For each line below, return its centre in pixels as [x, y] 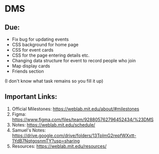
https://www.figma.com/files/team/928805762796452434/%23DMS [83, 119]
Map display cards [31, 66]
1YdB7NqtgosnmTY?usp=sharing [46, 140]
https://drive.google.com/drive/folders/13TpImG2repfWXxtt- [74, 135]
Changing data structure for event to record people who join [74, 60]
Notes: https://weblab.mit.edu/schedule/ [53, 125]
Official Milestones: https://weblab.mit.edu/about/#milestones [75, 109]
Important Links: [31, 97]
